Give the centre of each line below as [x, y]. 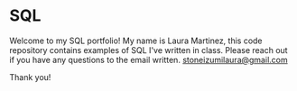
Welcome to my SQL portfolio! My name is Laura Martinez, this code [136, 41]
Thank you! [30, 77]
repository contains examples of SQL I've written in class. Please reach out [148, 50]
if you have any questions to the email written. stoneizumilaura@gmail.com [148, 59]
